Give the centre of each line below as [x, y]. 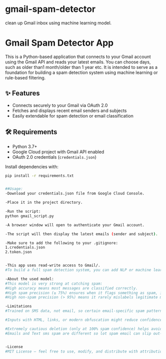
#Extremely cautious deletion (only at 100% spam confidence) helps [77, 329]
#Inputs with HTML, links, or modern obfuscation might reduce [72, 320]
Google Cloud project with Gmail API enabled [58, 152]
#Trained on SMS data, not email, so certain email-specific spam [75, 311]
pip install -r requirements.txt [40, 176]
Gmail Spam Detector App [59, 43]
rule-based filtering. [25, 77]
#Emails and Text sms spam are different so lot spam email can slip [78, 333]
